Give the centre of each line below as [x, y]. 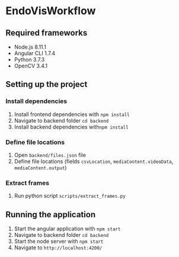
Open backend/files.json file [50, 155]
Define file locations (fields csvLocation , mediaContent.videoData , [94, 161]
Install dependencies [36, 101]
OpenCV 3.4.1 [31, 66]
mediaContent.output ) [40, 168]
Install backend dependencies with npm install [71, 127]
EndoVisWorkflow [51, 11]
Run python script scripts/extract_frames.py [70, 196]
